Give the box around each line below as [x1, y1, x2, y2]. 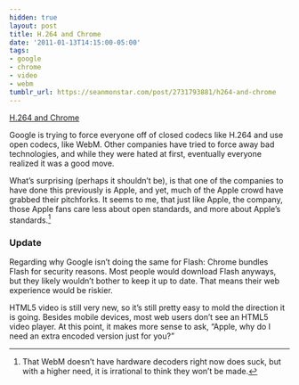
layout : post [9, 21, 58, 30]
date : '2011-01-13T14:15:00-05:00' [9, 37, 141, 47]
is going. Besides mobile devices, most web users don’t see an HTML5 [9, 312, 269, 323]
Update [9, 237, 42, 250]
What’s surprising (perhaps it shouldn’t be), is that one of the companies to [9, 175, 284, 185]
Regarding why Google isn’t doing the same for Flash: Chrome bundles [9, 257, 269, 267]
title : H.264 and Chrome [9, 29, 101, 38]
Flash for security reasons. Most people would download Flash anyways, [9, 266, 277, 277]
